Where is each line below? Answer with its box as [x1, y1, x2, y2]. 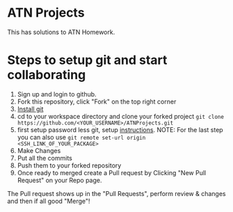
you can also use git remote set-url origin [17, 133, 146, 141]
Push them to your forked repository [17, 161, 122, 170]
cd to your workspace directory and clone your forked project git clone [17, 112, 225, 120]
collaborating [7, 67, 86, 83]
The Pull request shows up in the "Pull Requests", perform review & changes [7, 189, 226, 197]
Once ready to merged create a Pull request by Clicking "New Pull [17, 168, 207, 177]
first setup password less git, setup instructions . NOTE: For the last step [17, 125, 224, 133]
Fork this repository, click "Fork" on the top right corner [17, 97, 177, 106]
